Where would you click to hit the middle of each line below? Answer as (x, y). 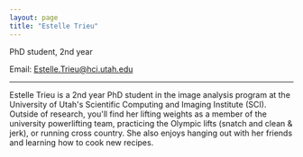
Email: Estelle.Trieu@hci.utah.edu (71, 69)
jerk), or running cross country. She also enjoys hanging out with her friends (151, 133)
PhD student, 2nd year (51, 51)
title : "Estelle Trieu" (54, 26)
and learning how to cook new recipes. (82, 142)
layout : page (34, 17)
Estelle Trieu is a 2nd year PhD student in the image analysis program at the (150, 94)
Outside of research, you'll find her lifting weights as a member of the (138, 114)
